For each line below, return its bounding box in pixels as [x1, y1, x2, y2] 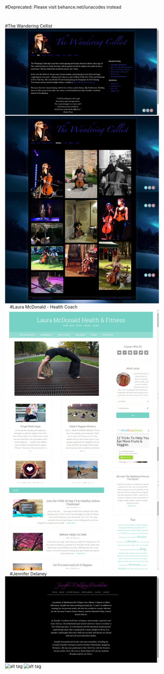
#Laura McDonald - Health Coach [9, 304, 78, 310]
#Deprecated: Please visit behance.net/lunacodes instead [5, 4, 122, 10]
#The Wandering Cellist [5, 23, 53, 29]
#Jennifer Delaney [9, 571, 47, 577]
